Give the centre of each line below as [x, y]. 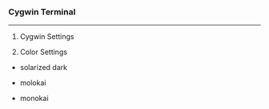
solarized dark [44, 68]
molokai [33, 83]
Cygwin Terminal [42, 12]
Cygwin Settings [47, 37]
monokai [34, 99]
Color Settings [44, 52]
